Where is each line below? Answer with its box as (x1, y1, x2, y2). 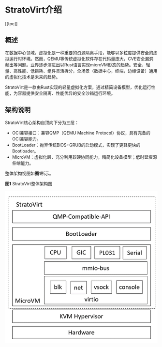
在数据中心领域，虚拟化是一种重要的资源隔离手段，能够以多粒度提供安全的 (5, 49, 153, 56)
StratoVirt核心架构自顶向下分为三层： (5, 120, 79, 125)
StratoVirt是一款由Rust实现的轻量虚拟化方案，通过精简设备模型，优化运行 (5, 84, 151, 90)
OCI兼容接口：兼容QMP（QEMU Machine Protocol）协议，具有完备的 (12, 130, 151, 136)
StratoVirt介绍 (5, 4, 62, 15)
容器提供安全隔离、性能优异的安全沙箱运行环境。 (17, 90, 115, 96)
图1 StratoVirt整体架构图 (5, 181, 52, 186)
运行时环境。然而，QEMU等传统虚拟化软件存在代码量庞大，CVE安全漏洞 (9, 56, 154, 61)
